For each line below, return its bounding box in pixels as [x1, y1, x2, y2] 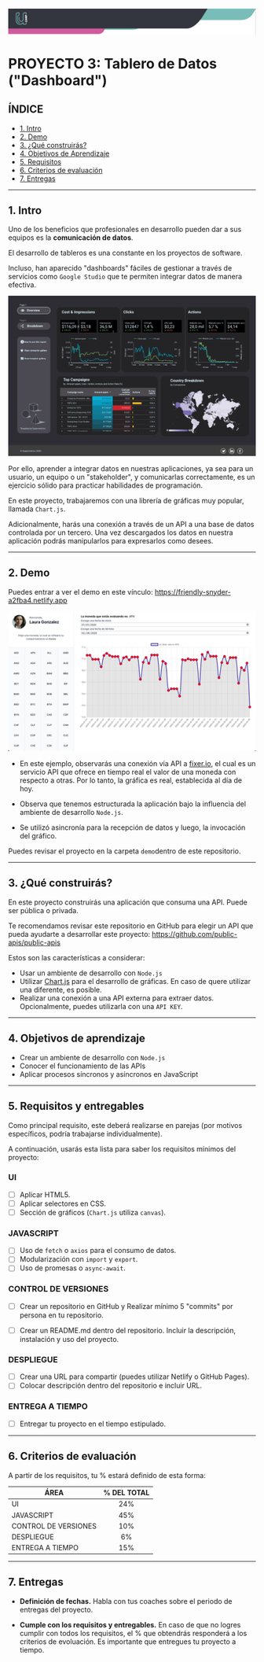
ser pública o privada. [8, 905, 79, 915]
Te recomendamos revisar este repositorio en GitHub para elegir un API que [8, 921, 254, 930]
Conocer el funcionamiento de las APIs [19, 1061, 146, 1071]
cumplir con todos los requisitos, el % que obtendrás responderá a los [19, 1628, 247, 1638]
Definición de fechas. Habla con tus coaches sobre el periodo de [19, 1596, 233, 1605]
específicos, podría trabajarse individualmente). [8, 1129, 163, 1138]
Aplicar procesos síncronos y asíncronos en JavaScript [19, 1069, 199, 1078]
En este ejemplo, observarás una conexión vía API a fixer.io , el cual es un [19, 759, 256, 768]
